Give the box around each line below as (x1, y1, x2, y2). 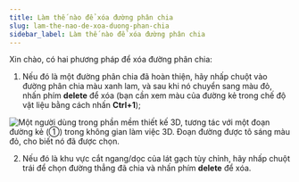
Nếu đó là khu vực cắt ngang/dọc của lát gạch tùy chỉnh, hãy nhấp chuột (21, 153, 291, 164)
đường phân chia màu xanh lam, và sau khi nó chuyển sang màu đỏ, (21, 81, 272, 92)
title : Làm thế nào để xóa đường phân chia (9, 12, 174, 22)
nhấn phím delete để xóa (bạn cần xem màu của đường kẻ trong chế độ (21, 90, 287, 101)
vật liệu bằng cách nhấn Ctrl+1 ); (21, 100, 141, 111)
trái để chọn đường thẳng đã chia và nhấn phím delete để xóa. (21, 162, 252, 174)
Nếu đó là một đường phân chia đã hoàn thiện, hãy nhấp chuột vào (21, 71, 268, 82)
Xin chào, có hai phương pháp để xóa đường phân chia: (9, 54, 212, 65)
